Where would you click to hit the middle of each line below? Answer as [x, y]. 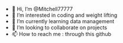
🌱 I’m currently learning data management [63, 21]
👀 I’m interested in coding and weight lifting [64, 15]
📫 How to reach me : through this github [61, 34]
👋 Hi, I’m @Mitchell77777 [42, 9]
